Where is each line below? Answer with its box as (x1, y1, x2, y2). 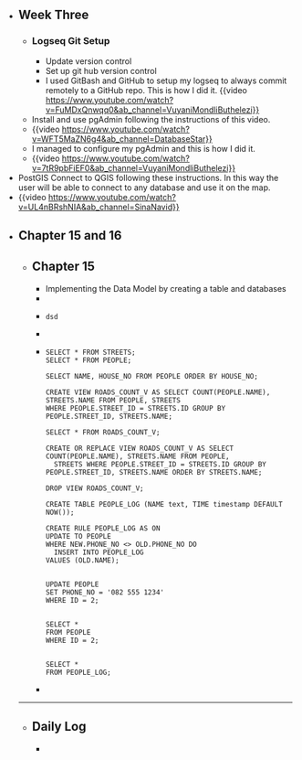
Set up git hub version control (45, 65, 157, 76)
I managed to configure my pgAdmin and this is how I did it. (31, 143, 255, 154)
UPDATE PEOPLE (45, 580, 99, 589)
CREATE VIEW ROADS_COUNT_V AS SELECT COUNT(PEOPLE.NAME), (45, 388, 271, 397)
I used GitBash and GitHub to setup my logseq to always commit (45, 75, 287, 86)
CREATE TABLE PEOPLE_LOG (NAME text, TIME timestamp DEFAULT (45, 499, 283, 508)
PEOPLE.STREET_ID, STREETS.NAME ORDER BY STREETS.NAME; (45, 467, 263, 476)
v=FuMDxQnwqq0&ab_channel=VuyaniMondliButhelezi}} (45, 104, 260, 115)
